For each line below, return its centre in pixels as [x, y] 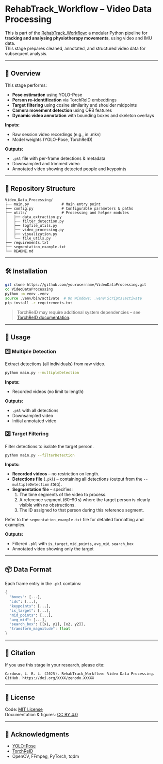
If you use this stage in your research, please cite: [55, 665]
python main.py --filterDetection [40, 455]
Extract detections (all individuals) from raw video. [55, 364]
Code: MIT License [24, 709]
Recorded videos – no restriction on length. [56, 474]
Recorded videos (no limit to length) [48, 392]
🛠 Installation [26, 271]
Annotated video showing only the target [53, 549]
